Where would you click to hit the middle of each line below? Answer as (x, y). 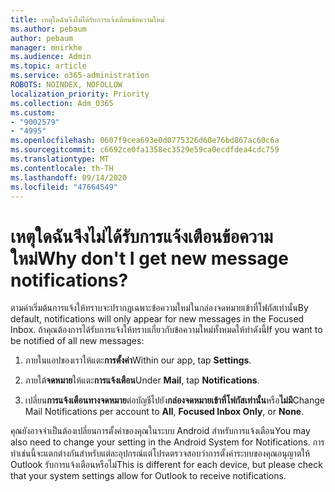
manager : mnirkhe (46, 47)
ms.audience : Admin (51, 57)
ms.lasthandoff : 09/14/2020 (69, 177)
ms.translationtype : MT (60, 159)
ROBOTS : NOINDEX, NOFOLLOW (66, 85)
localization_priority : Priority (80, 94)
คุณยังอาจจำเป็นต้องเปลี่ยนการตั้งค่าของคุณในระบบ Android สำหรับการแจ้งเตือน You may (160, 431)
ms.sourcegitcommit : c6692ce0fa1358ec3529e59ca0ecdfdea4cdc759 (145, 150)
